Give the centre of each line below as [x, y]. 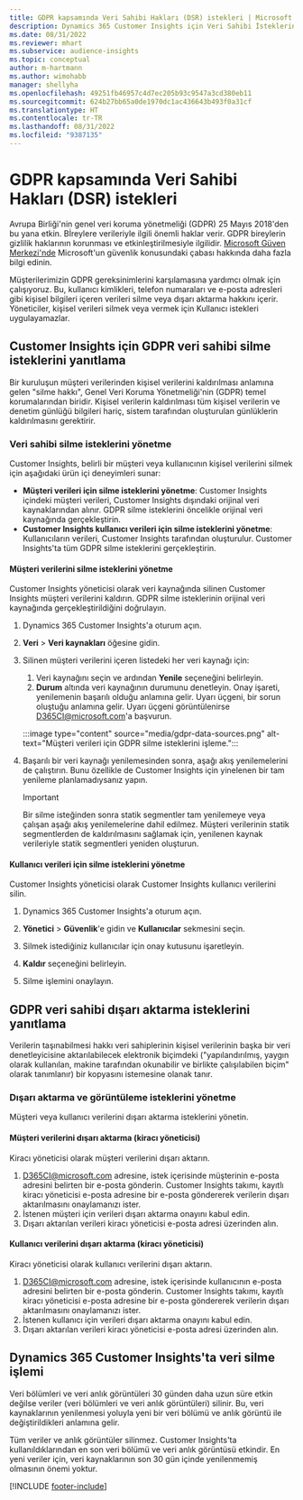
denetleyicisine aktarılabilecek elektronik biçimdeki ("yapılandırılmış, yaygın [149, 1055]
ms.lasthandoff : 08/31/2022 [62, 127]
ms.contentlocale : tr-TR [56, 118]
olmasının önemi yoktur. [53, 1468]
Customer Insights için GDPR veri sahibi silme [140, 347]
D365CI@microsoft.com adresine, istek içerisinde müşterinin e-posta [151, 1175]
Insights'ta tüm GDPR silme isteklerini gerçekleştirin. [119, 548]
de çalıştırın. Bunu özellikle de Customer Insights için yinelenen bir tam [154, 770]
